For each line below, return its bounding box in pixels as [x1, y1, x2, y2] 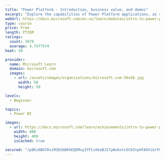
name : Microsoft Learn [9, 62, 56, 67]
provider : [5, 57, 26, 62]
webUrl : [5, 16, 21, 21]
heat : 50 [5, 48, 23, 53]
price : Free [5, 26, 29, 30]
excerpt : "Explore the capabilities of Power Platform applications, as [5, 12, 157, 17]
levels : [5, 93, 21, 98]
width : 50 [18, 80, 38, 85]
